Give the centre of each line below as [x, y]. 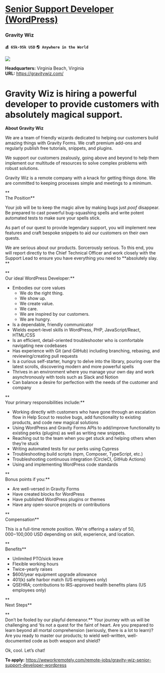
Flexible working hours [35, 564]
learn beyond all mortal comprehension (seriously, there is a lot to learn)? [79, 631]
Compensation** [22, 519]
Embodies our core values [39, 288]
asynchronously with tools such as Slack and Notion [65, 377]
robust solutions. [22, 168]
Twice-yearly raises [32, 569]
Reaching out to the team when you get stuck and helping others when [84, 438]
